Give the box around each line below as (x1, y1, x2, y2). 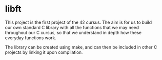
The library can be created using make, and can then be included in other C (5, 44, 157, 50)
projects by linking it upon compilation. (5, 49, 83, 55)
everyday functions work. (5, 35, 57, 41)
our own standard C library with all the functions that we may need (5, 24, 139, 30)
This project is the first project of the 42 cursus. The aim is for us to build (5, 19, 152, 25)
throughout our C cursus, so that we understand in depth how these (5, 30, 142, 35)
